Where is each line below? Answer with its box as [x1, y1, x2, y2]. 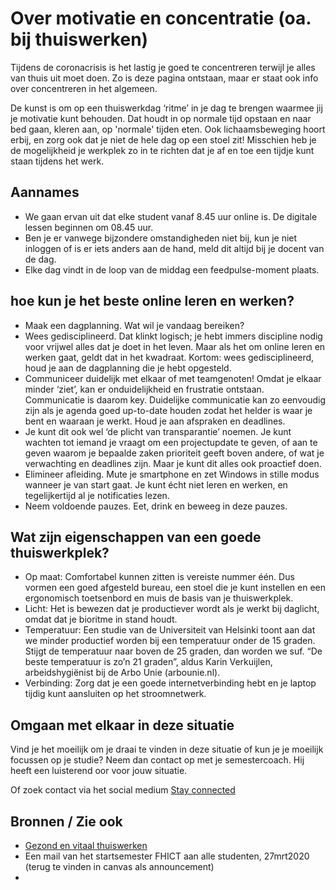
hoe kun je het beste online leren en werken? [10, 293, 295, 310]
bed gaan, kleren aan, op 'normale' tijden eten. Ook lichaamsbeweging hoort [10, 123, 326, 135]
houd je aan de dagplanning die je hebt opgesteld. [24, 362, 232, 374]
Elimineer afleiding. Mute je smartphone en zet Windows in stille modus [24, 468, 320, 480]
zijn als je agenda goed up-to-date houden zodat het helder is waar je [24, 404, 313, 416]
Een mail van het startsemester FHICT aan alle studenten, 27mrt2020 [24, 850, 310, 862]
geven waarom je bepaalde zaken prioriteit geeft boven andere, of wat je [24, 447, 325, 459]
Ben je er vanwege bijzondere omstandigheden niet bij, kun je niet [24, 232, 298, 244]
